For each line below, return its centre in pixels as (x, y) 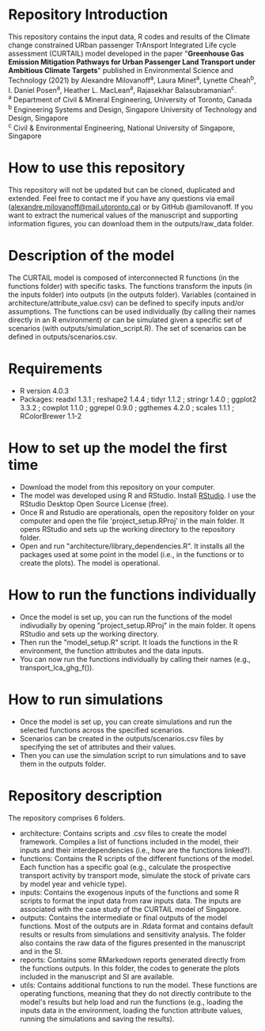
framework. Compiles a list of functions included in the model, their (129, 841)
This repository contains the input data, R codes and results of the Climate (129, 37)
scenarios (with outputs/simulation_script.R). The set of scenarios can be (127, 329)
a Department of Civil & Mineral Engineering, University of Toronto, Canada (130, 99)
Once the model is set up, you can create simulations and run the (126, 721)
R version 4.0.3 (44, 391)
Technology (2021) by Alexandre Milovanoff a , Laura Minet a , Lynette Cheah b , (132, 79)
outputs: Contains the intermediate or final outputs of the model (123, 918)
